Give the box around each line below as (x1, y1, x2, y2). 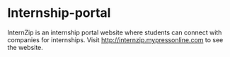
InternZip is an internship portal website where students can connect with (7, 28, 222, 37)
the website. (7, 43, 44, 51)
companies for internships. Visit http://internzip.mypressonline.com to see (7, 35, 224, 44)
